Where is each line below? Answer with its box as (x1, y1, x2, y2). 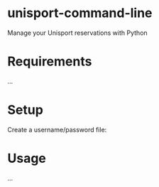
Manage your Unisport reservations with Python (7, 28, 148, 37)
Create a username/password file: (7, 125, 107, 134)
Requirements (7, 53, 92, 70)
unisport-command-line (7, 5, 153, 21)
